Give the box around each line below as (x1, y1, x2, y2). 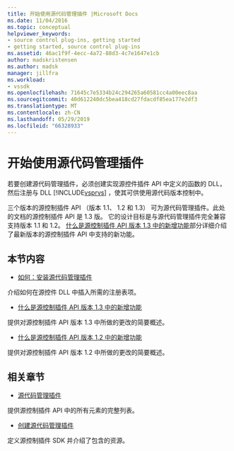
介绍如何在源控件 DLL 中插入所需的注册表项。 (7, 288, 140, 297)
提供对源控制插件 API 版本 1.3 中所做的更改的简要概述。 (7, 318, 169, 326)
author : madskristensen (7, 57, 78, 64)
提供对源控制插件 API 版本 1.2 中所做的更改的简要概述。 (7, 348, 169, 357)
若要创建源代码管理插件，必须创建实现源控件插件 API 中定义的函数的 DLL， (7, 180, 226, 188)
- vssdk (7, 83, 30, 90)
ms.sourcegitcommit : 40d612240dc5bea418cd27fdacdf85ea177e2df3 (7, 96, 198, 103)
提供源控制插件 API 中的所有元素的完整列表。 (7, 406, 139, 415)
